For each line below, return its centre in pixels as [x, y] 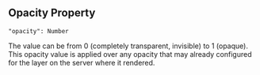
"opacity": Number [38, 31]
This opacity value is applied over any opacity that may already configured [130, 54]
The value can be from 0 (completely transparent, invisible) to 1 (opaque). [128, 46]
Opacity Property [52, 13]
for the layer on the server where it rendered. [82, 62]
